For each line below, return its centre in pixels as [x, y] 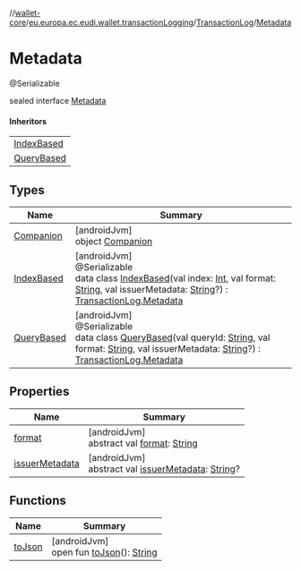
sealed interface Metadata [58, 100]
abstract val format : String [143, 443]
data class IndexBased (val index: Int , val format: [175, 278]
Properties [39, 391]
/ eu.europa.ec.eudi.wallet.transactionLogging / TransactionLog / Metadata [159, 22]
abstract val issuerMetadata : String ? [164, 469]
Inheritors [28, 121]
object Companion [114, 241]
